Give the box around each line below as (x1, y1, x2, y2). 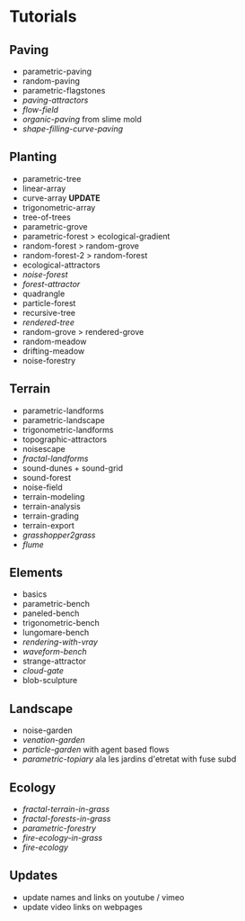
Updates (9, 868, 58, 883)
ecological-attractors (22, 259, 101, 270)
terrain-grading (22, 510, 79, 521)
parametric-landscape (22, 414, 105, 425)
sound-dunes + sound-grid (22, 462, 124, 474)
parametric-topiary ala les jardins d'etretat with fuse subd (22, 754, 237, 764)
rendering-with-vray (22, 637, 99, 647)
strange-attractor (22, 655, 87, 667)
